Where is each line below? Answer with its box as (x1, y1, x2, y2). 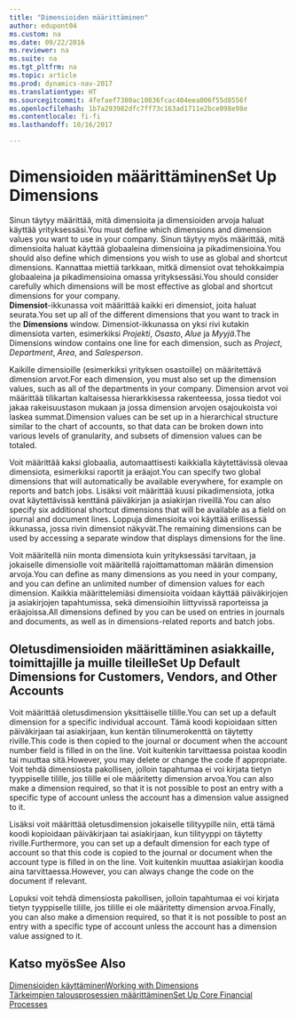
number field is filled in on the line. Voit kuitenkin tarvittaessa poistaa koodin (9, 744, 287, 756)
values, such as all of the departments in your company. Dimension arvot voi (9, 383, 289, 394)
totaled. (9, 439, 37, 450)
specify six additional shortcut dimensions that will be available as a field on (9, 504, 286, 515)
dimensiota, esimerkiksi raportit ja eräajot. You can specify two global (9, 466, 262, 477)
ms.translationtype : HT (9, 87, 98, 96)
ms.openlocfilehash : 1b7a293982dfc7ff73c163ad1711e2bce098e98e (9, 104, 248, 113)
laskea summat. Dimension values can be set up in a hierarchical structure (9, 411, 278, 422)
